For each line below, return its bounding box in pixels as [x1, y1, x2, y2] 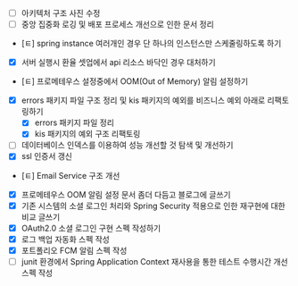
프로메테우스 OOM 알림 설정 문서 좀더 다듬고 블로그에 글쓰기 [21, 189, 231, 199]
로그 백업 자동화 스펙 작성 [21, 233, 111, 244]
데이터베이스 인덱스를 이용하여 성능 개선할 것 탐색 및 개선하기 [21, 139, 234, 150]
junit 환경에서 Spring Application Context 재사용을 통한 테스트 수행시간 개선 [21, 256, 288, 266]
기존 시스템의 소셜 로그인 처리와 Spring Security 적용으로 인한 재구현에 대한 [21, 200, 286, 211]
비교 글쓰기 [21, 211, 61, 222]
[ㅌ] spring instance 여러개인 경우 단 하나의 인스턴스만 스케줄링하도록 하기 [21, 38, 282, 49]
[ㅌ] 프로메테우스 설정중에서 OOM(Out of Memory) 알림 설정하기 [21, 76, 249, 87]
